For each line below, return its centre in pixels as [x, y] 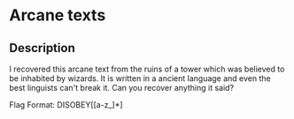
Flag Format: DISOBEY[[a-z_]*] [66, 105]
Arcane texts [58, 15]
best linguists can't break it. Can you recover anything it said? [122, 88]
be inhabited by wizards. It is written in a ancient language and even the [140, 78]
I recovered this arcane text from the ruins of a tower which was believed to [147, 69]
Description [42, 48]
